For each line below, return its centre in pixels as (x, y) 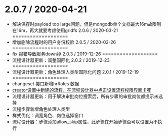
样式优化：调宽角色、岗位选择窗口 (48, 115)
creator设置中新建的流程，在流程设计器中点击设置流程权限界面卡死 (82, 90)
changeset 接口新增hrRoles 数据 (46, 83)
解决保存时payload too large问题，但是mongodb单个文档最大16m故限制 (87, 24)
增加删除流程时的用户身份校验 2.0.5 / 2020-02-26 (64, 42)
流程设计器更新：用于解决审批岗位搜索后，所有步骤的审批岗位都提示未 (85, 96)
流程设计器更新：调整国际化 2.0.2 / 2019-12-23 (61, 60)
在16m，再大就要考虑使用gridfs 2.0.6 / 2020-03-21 (65, 30)
